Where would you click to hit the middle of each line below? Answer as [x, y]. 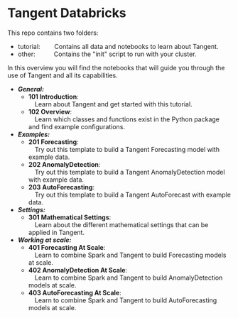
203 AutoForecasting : [61, 187]
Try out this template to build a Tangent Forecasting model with [127, 149]
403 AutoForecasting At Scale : [75, 292]
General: [31, 89]
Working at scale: [44, 240]
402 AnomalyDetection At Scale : [78, 270]
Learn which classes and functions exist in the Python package [127, 119]
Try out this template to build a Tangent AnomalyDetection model [130, 172]
